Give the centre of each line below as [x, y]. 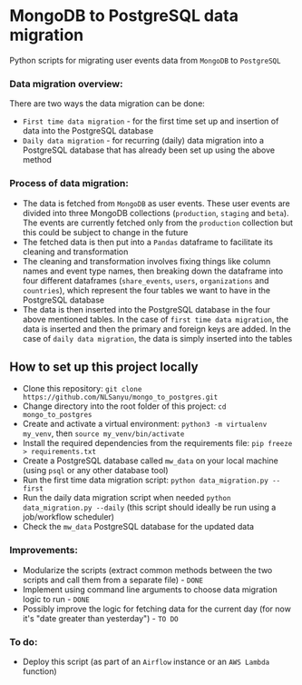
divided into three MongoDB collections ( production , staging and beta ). [156, 213]
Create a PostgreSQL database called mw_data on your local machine [150, 461]
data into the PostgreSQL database [88, 131]
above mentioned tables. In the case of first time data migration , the [155, 319]
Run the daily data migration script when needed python [127, 498]
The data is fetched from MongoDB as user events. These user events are [156, 203]
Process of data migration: [69, 184]
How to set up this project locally [104, 367]
